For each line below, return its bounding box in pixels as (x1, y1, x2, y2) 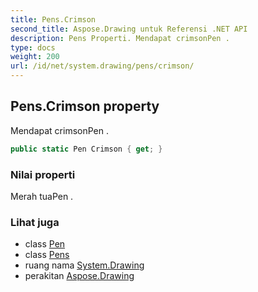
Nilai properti (10, 167, 76, 181)
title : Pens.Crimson (10, 14, 97, 25)
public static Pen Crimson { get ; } (10, 144, 163, 154)
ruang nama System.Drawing (24, 259, 145, 271)
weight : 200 (10, 52, 60, 62)
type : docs (10, 42, 56, 53)
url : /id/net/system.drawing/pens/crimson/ (10, 61, 195, 71)
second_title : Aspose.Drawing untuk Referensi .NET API (10, 24, 248, 34)
